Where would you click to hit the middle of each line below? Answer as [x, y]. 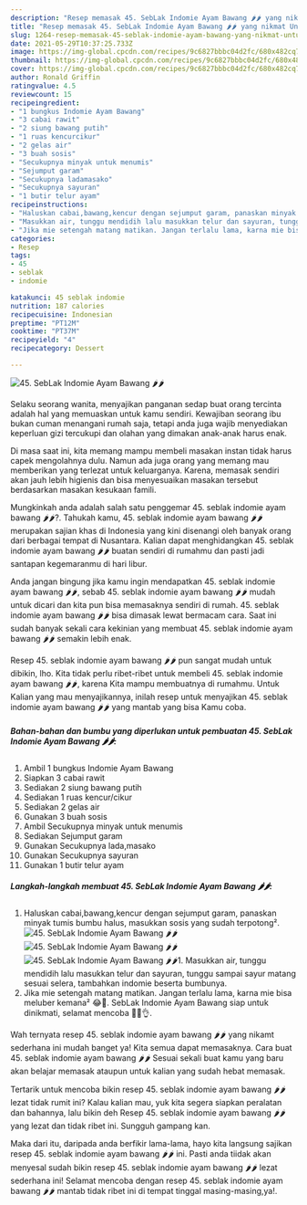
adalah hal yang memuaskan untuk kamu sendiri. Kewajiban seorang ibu [146, 414]
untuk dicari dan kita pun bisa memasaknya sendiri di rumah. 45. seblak [145, 604]
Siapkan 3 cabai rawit [64, 778]
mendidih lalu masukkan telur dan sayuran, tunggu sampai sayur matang [160, 973]
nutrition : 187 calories [57, 306]
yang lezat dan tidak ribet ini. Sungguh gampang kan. [110, 1126]
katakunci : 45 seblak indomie [68, 298]
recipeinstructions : [50, 205]
